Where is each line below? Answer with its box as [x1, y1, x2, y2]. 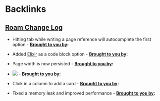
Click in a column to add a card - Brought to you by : [12, 81, 119, 86]
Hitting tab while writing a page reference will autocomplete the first [12, 36, 151, 42]
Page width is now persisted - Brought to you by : [12, 61, 114, 66]
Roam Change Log [5, 23, 63, 32]
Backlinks [5, 3, 47, 15]
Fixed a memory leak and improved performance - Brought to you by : [12, 90, 156, 96]
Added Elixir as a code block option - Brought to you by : [12, 51, 128, 57]
